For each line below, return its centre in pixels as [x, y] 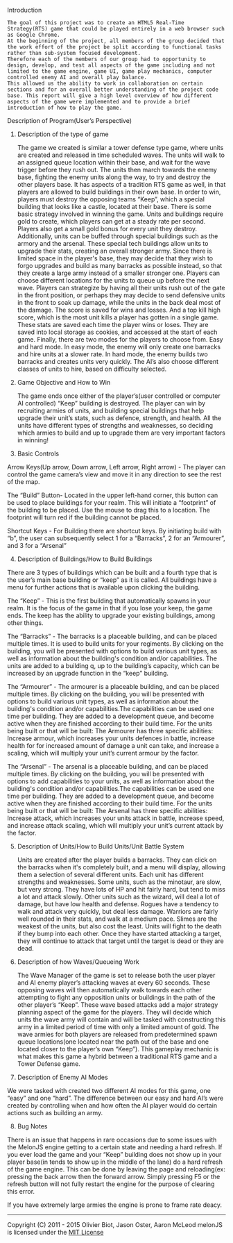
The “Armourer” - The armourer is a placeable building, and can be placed [113, 686]
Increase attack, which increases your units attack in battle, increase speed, [116, 818]
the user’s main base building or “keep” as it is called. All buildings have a [112, 580]
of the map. [24, 482]
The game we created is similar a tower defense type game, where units [120, 148]
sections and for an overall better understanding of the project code [113, 90]
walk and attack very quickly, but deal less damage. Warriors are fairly [118, 911]
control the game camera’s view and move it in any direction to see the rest [114, 474]
